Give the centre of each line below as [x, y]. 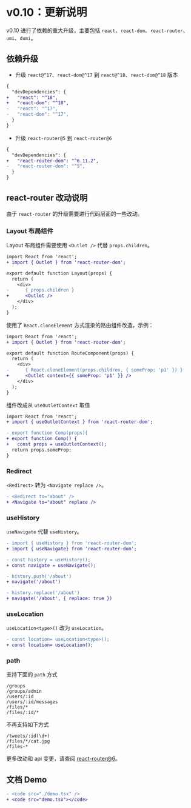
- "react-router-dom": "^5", [46, 166]
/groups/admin [24, 692]
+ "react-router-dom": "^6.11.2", [52, 161]
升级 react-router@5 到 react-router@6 [63, 138]
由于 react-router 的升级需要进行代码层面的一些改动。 [75, 213]
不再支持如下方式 [28, 724]
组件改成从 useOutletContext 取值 [48, 405]
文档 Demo [27, 780]
